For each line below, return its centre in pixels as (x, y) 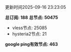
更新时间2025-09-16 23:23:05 (35, 7)
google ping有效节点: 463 (32, 44)
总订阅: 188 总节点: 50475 (32, 17)
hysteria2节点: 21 (29, 34)
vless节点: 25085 (30, 28)
